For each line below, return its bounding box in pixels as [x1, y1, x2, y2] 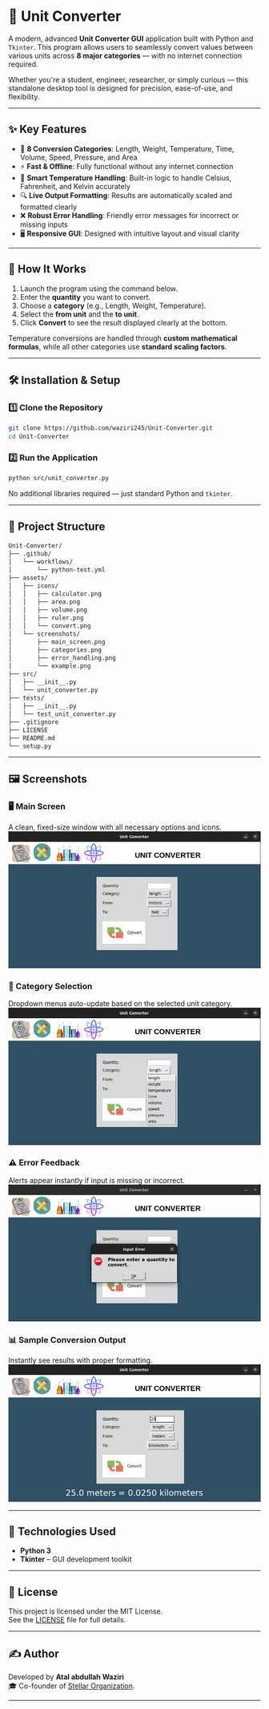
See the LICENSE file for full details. [8, 1615, 126, 1625]
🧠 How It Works [8, 262, 86, 276]
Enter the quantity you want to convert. [19, 292, 151, 301]
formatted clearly [19, 202, 78, 212]
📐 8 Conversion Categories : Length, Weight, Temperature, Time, [19, 143, 235, 153]
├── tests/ [8, 693, 45, 702]
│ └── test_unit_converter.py [8, 709, 116, 718]
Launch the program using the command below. [19, 284, 179, 293]
